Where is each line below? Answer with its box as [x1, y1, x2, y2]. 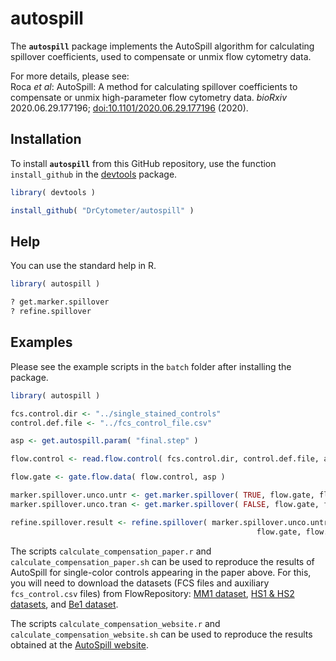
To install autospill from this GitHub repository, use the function [10, 157, 277, 169]
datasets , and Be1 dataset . [10, 598, 119, 610]
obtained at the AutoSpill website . [10, 638, 149, 651]
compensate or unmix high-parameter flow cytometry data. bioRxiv [10, 91, 288, 103]
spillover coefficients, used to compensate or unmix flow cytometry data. [10, 50, 312, 62]
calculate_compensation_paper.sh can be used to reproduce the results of [10, 555, 315, 567]
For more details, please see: [10, 70, 130, 82]
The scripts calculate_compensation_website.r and [10, 617, 221, 629]
